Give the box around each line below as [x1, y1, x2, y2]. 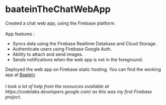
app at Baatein [5, 71, 35, 77]
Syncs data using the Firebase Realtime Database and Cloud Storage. [12, 40, 157, 46]
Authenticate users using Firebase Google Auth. [12, 46, 112, 52]
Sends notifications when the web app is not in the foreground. [12, 56, 143, 62]
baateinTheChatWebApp [5, 4, 111, 15]
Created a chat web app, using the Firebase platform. [5, 20, 116, 26]
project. [5, 94, 22, 100]
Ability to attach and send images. [12, 51, 84, 57]
